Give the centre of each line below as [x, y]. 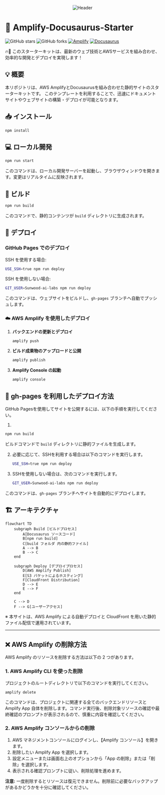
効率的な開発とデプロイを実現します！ [44, 57]
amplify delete [21, 692]
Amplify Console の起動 [37, 370]
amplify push [26, 341]
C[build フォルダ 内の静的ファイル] [56, 544]
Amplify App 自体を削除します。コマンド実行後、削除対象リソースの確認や [80, 708]
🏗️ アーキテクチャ [32, 510]
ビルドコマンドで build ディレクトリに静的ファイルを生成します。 [72, 444]
